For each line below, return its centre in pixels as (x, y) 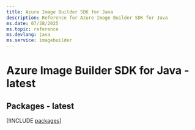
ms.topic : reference (33, 29)
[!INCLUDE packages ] (34, 121)
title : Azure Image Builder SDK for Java (60, 12)
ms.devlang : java (28, 35)
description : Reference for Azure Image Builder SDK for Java (87, 18)
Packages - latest (40, 106)
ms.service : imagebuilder (39, 40)
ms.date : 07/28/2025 (33, 23)
